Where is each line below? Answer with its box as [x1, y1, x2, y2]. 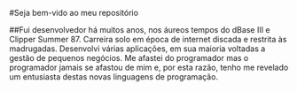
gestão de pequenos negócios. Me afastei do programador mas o [9, 53, 249, 63]
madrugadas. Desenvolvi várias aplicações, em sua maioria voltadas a [9, 43, 266, 54]
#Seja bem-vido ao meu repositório [9, 8, 139, 18]
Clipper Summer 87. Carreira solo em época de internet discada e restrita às [9, 34, 287, 44]
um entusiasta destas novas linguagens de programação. [9, 72, 219, 82]
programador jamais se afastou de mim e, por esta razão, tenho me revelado [9, 62, 289, 72]
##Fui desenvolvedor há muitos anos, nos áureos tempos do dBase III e [9, 25, 270, 34]
